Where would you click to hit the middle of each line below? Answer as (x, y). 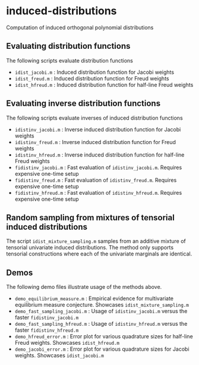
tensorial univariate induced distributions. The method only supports (90, 248)
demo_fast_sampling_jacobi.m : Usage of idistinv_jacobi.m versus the (101, 311)
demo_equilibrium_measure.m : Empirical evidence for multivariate (94, 298)
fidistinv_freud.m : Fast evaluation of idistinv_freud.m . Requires (96, 180)
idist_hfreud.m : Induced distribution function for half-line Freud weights (104, 85)
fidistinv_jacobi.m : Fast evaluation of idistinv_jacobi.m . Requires (98, 167)
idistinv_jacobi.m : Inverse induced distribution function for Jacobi (98, 129)
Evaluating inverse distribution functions (83, 103)
